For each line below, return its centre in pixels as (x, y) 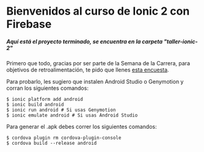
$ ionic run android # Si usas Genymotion (61, 110)
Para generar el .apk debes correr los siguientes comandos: (82, 127)
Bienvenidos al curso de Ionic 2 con (98, 11)
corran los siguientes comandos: (47, 88)
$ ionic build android (35, 105)
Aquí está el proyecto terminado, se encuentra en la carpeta (85, 42)
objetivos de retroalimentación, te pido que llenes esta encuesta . (88, 70)
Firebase (29, 24)
